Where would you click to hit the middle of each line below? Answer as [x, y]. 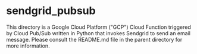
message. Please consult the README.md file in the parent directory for [94, 39]
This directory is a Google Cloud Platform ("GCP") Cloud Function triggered [99, 27]
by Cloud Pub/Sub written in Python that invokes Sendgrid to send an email [98, 33]
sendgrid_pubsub [51, 11]
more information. [28, 46]
